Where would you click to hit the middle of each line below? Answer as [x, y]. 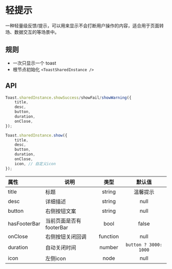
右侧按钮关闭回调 [66, 237]
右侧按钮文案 [61, 211]
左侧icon [56, 258]
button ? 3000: [144, 244]
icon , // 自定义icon [35, 164]
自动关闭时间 [61, 248]
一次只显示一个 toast [34, 63]
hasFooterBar [24, 223]
